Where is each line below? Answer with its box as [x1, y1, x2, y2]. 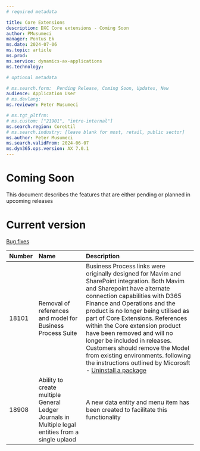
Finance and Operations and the [86, 299, 176, 307]
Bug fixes [6, 237, 30, 245]
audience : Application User [6, 90, 76, 97]
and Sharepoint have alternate [86, 284, 170, 292]
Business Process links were [86, 262, 165, 270]
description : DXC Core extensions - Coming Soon [6, 25, 129, 31]
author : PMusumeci [6, 30, 52, 36]
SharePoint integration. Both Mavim [86, 277, 185, 285]
